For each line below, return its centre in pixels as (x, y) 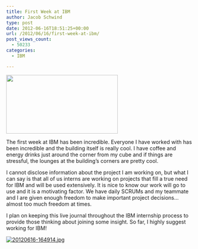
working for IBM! (26, 228)
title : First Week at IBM (38, 12)
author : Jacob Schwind (34, 17)
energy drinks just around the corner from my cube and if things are (89, 155)
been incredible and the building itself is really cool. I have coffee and (91, 148)
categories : (21, 51)
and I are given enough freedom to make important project (78, 197)
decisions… (165, 197)
